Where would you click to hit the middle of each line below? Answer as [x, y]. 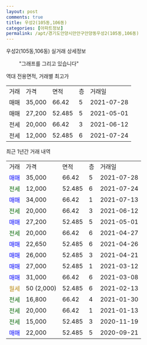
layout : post [22, 12]
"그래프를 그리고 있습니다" [49, 64]
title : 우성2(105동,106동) [37, 22]
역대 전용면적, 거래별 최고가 [38, 76]
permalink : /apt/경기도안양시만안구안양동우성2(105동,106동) [73, 34]
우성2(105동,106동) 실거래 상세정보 [46, 51]
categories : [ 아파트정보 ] [35, 28]
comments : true [25, 17]
